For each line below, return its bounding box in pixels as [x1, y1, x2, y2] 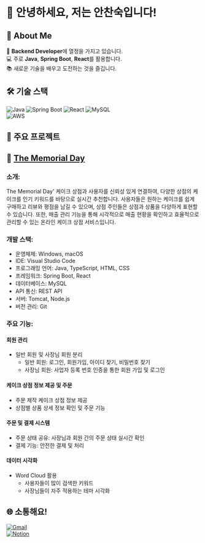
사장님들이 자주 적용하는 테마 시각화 [24, 486, 110, 494]
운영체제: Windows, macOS [15, 250, 84, 258]
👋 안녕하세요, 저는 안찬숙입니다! [6, 6, 157, 20]
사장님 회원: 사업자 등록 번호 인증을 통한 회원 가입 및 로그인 [24, 366, 166, 373]
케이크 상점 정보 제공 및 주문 [6, 381, 72, 389]
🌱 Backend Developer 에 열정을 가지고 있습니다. [6, 47, 123, 55]
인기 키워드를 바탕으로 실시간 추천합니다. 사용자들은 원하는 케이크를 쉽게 [22, 195, 195, 203]
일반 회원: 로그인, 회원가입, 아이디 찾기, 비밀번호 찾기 [24, 359, 150, 366]
